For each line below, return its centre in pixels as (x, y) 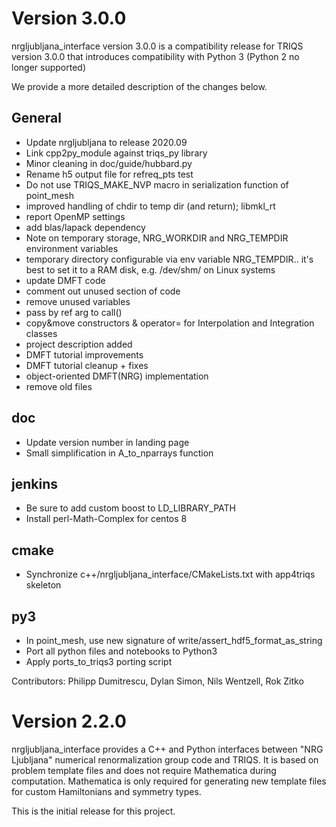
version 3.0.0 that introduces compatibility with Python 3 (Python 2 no (155, 56)
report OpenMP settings (75, 216)
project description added (79, 344)
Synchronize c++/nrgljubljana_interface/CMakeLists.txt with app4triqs (170, 574)
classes (41, 333)
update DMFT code (65, 280)
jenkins (34, 483)
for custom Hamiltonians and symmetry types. (106, 791)
